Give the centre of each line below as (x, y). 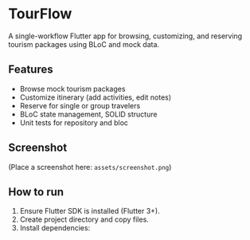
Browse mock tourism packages (72, 89)
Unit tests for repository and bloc (74, 122)
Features (31, 70)
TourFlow (40, 14)
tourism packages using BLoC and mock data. (84, 44)
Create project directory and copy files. (84, 219)
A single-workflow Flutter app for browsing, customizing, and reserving (125, 36)
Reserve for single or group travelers (80, 105)
